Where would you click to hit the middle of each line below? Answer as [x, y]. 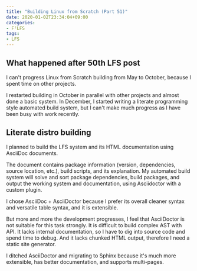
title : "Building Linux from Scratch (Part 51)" [67, 12]
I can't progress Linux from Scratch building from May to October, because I [99, 77]
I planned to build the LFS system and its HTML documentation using [90, 147]
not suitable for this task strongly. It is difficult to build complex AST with [94, 225]
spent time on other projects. [41, 83]
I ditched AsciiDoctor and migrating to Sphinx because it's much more [91, 256]
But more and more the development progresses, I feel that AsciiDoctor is [95, 219]
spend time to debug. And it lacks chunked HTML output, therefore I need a [98, 238]
